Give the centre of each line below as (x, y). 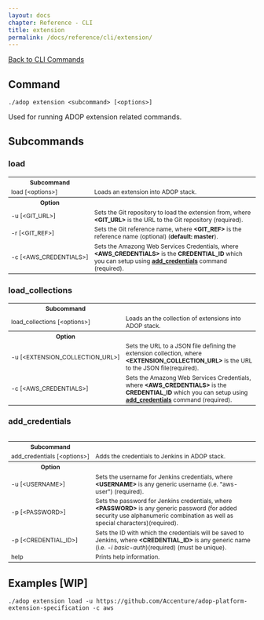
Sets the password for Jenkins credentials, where (164, 501)
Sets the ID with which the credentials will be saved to (170, 532)
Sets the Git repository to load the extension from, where (172, 212)
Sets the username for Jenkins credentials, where (164, 477)
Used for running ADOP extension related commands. (95, 117)
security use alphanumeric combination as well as (165, 516)
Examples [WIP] (48, 583)
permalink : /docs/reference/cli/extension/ (81, 37)
